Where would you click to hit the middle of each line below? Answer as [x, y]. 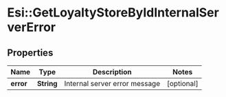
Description [112, 72]
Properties [30, 53]
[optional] [183, 84]
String [47, 84]
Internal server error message [112, 84]
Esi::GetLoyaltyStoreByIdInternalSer [113, 13]
